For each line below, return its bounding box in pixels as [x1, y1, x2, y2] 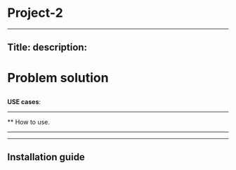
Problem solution [7, 70, 109, 86]
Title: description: [7, 41, 88, 53]
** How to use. [7, 117, 51, 126]
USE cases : [7, 97, 41, 106]
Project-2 [7, 5, 63, 21]
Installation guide [7, 151, 86, 163]
